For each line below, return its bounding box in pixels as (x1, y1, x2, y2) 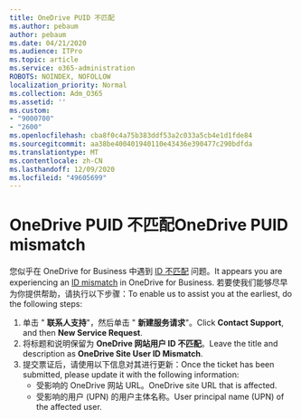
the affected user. (35, 402, 102, 413)
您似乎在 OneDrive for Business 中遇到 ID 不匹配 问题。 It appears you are (9, 266, 283, 277)
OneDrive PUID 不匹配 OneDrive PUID (9, 214, 289, 235)
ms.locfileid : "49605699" (9, 173, 107, 182)
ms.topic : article (9, 55, 79, 64)
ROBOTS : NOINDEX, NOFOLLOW (9, 72, 111, 81)
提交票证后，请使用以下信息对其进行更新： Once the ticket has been (22, 359, 275, 370)
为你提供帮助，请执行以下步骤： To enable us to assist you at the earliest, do (9, 289, 292, 300)
